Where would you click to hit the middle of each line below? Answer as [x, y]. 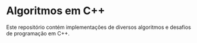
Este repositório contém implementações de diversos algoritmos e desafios [99, 27]
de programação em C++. [38, 33]
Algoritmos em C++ [56, 11]
